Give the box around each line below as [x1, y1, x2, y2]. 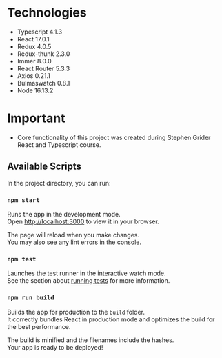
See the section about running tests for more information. [7, 277, 170, 285]
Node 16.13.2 [17, 86, 54, 95]
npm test [7, 255, 37, 263]
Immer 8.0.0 [17, 57, 52, 65]
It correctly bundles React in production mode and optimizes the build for [7, 315, 215, 324]
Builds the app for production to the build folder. [7, 308, 145, 316]
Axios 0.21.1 [17, 71, 50, 80]
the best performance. [7, 322, 71, 330]
